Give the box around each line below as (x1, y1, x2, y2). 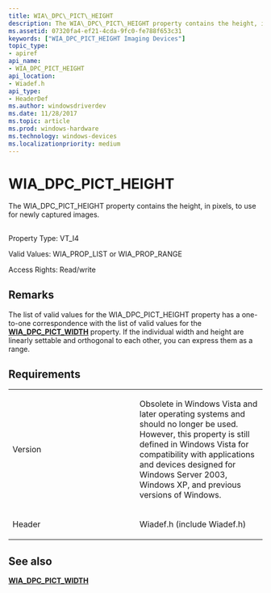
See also (8, 554, 52, 568)
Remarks (8, 288, 55, 302)
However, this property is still (140, 429, 250, 440)
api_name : (8, 57, 42, 66)
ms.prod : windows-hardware (8, 125, 99, 133)
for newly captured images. (8, 210, 100, 219)
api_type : (8, 87, 42, 95)
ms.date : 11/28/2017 (8, 110, 78, 118)
